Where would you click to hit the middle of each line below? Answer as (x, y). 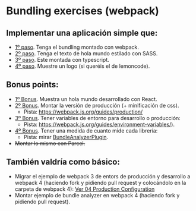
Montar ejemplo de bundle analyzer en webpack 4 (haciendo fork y (97, 195)
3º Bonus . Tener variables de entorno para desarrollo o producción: (98, 118)
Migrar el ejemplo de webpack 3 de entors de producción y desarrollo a (102, 176)
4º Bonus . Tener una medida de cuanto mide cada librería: (86, 130)
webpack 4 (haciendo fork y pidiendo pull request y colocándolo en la (100, 182)
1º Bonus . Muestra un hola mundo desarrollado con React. (86, 99)
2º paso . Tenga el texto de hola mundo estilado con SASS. (86, 53)
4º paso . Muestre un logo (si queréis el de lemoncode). (82, 66)
